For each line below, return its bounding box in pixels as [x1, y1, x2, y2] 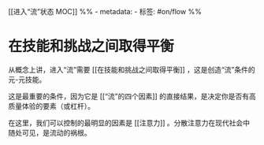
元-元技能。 [8, 74, 46, 84]
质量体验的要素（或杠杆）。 [8, 101, 95, 110]
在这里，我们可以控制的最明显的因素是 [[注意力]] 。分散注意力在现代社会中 [8, 117, 251, 128]
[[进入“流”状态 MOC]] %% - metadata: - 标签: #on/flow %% [8, 7, 203, 16]
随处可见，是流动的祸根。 [8, 128, 91, 137]
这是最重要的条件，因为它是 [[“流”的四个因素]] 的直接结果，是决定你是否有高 [8, 91, 256, 101]
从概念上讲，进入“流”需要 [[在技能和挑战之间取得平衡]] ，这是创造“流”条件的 [8, 65, 255, 74]
